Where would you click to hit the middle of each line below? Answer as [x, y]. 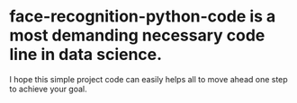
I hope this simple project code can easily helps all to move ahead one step [148, 79]
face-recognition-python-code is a [143, 17]
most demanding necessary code [137, 35]
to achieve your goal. [48, 89]
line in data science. [86, 55]
